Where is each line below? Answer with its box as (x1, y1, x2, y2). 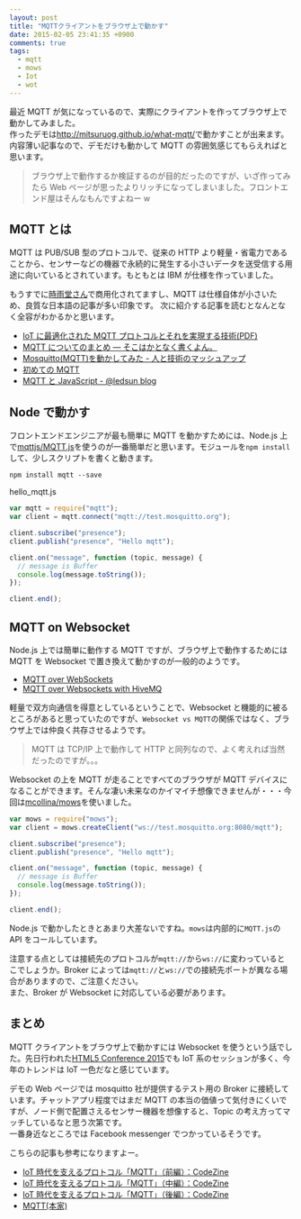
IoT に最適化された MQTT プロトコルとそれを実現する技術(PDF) (22, 331, 258, 341)
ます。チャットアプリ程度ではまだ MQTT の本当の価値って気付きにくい (16, 1094, 279, 1105)
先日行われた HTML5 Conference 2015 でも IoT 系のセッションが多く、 (24, 1052, 283, 1063)
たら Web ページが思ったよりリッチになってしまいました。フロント (31, 181, 281, 192)
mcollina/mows (25, 796, 82, 807)
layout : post (9, 13, 58, 23)
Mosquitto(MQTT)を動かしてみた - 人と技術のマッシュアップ (22, 353, 246, 364)
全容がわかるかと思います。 (16, 312, 120, 323)
